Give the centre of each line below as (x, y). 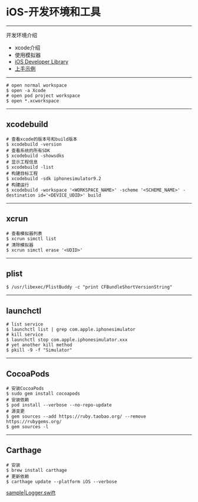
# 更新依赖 (18, 476)
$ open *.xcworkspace (33, 101)
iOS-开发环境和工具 (54, 12)
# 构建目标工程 (22, 173)
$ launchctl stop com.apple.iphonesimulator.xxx (67, 340)
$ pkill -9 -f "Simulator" (39, 350)
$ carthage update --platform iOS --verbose (62, 481)
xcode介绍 (27, 47)
